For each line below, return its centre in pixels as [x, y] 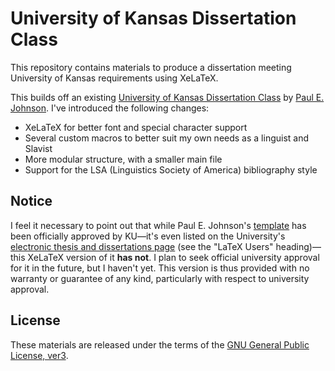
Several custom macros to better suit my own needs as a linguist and [167, 138]
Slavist [38, 148]
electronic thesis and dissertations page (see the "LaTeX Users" [142, 246]
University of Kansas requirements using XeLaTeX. [114, 78]
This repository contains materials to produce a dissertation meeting [151, 67]
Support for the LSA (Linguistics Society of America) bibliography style [171, 169]
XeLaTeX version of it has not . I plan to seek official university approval [173, 257]
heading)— [298, 246]
